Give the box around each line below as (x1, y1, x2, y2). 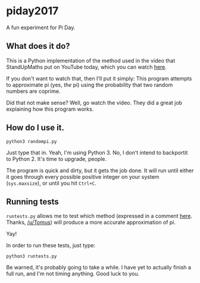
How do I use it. (6, 123, 64, 133)
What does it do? (6, 41, 70, 51)
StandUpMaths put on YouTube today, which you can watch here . (6, 63, 167, 70)
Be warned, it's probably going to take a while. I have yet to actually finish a (6, 264, 192, 271)
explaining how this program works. (6, 105, 94, 113)
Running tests (6, 197, 60, 207)
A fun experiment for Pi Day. (6, 24, 76, 31)
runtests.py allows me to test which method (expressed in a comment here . (6, 213, 193, 220)
